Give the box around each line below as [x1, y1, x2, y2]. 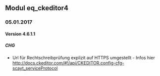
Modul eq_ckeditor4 [5, 4, 68, 12]
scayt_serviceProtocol [12, 65, 58, 71]
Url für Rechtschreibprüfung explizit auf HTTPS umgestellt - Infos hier [12, 54, 155, 61]
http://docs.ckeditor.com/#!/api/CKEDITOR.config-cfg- [12, 60, 124, 66]
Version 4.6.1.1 [5, 31, 36, 37]
